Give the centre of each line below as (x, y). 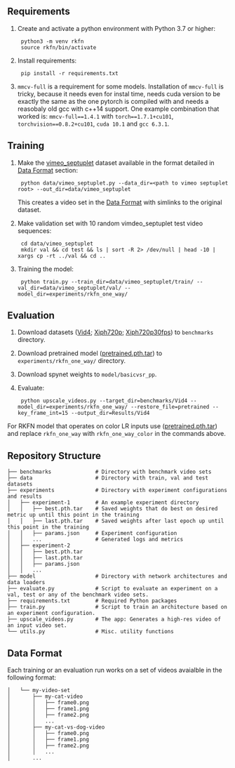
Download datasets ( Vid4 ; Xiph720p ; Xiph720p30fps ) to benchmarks (115, 332)
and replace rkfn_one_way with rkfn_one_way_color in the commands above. (116, 434)
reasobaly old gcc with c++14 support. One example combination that (118, 109)
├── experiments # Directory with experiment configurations (117, 491)
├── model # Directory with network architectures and (117, 576)
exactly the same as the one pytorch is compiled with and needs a (113, 101)
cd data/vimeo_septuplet (57, 244)
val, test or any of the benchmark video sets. (78, 595)
